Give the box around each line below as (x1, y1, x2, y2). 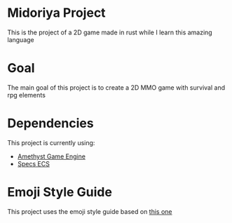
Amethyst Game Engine (17, 152, 86, 161)
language (7, 35, 34, 43)
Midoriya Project (7, 5, 107, 21)
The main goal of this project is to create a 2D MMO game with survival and (7, 83, 226, 92)
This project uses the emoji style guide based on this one (7, 207, 172, 215)
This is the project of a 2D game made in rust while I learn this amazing (7, 28, 212, 36)
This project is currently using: (7, 138, 95, 147)
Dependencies (7, 116, 94, 131)
